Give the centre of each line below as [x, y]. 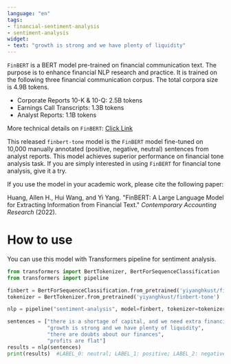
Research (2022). [32, 212]
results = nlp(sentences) [44, 347]
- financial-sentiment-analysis [53, 26]
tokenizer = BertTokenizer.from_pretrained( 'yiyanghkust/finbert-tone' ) [113, 297]
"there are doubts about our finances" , [106, 334]
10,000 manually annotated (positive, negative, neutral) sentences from [108, 149]
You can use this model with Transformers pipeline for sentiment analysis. [112, 259]
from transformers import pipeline [58, 278]
